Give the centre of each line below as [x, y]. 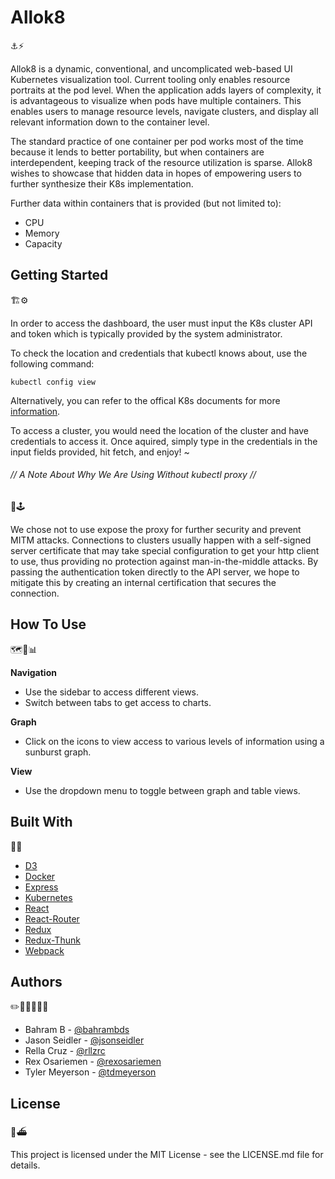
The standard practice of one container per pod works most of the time [157, 141]
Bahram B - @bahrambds [77, 1030]
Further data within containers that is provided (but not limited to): [146, 203]
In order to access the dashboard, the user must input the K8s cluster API [161, 323]
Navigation [33, 672]
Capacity [43, 243]
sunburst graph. [58, 752]
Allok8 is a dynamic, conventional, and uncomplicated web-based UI [151, 68]
